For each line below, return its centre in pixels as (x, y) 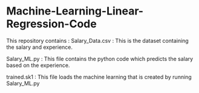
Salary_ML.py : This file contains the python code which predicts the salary (100, 59)
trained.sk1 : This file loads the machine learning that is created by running (99, 77)
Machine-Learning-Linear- (75, 11)
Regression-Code (51, 24)
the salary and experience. (40, 47)
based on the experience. (38, 65)
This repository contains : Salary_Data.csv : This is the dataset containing (97, 40)
